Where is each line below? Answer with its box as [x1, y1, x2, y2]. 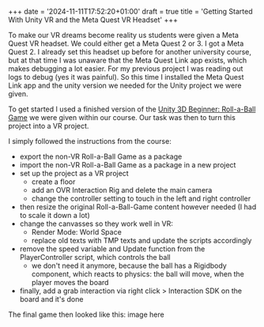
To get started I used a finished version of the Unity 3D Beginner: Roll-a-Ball [8, 104, 256, 114]
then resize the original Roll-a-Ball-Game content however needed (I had [19, 202, 257, 212]
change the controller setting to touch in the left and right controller [31, 194, 251, 203]
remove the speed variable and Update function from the [19, 244, 206, 254]
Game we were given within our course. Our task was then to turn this [8, 113, 236, 122]
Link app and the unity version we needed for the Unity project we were [8, 81, 242, 90]
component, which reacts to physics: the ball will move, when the [31, 269, 245, 279]
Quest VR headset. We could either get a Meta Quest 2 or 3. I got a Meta [8, 39, 244, 48]
